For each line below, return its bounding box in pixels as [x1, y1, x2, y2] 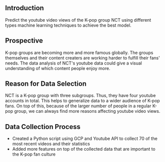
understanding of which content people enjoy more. [5, 65, 111, 71]
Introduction [5, 4, 44, 12]
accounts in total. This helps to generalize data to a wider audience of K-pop [5, 98, 160, 104]
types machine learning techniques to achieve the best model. [5, 22, 132, 28]
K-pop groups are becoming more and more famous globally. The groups [5, 49, 154, 56]
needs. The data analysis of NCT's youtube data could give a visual [5, 60, 142, 66]
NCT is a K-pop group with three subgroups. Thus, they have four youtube [5, 93, 156, 98]
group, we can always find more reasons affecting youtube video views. [14, 108, 161, 114]
